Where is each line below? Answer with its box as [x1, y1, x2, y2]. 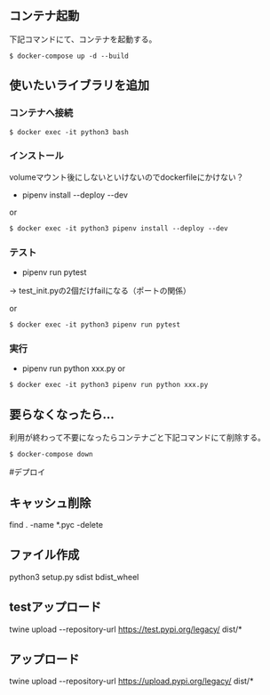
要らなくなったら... [9, 407, 115, 422]
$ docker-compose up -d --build [9, 52, 129, 61]
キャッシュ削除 [9, 495, 91, 510]
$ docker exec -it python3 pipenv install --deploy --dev [9, 223, 228, 233]
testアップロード [9, 600, 102, 615]
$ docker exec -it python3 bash [9, 127, 129, 136]
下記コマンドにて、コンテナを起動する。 [9, 34, 157, 44]
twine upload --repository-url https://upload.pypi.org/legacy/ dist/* [9, 675, 254, 687]
